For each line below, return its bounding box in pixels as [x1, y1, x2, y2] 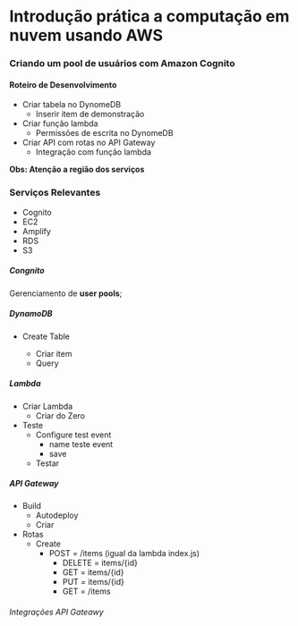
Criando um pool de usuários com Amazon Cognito [9, 57, 235, 70]
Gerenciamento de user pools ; [9, 288, 123, 299]
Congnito [9, 266, 45, 276]
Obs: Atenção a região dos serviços [9, 164, 145, 175]
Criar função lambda [21, 118, 98, 129]
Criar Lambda [21, 401, 73, 411]
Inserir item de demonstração [35, 109, 145, 120]
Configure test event [35, 429, 112, 440]
